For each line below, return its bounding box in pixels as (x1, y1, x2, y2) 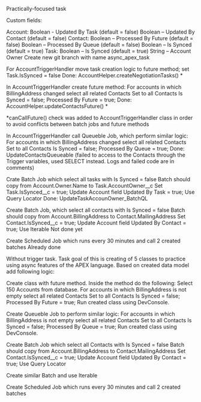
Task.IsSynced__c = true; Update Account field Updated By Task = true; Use (6, 188, 195, 196)
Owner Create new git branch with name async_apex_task (6, 54, 150, 61)
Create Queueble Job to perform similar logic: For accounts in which (6, 310, 175, 317)
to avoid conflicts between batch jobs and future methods (6, 121, 149, 128)
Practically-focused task (6, 5, 67, 12)
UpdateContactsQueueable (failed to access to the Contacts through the (6, 151, 186, 158)
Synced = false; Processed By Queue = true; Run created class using (6, 323, 177, 330)
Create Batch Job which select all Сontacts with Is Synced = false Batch (6, 341, 185, 348)
